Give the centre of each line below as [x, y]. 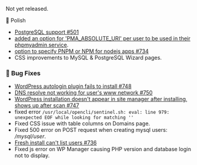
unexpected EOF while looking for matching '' [74, 118]
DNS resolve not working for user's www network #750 [83, 93]
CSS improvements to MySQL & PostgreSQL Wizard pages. [88, 58]
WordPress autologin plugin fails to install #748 [73, 86]
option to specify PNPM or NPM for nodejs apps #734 [82, 51]
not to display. [32, 155]
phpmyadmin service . [41, 45]
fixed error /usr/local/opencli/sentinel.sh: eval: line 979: [92, 112]
